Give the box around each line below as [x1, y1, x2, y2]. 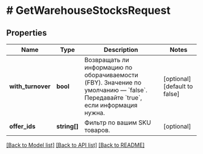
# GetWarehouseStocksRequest [6, 4, 171, 18]
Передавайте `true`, [84, 94, 143, 101]
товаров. [84, 126, 111, 134]
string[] [56, 122, 79, 130]
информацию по [84, 63, 133, 71]
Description [103, 46, 138, 54]
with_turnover [9, 82, 51, 91]
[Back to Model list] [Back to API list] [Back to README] [6, 141, 145, 149]
